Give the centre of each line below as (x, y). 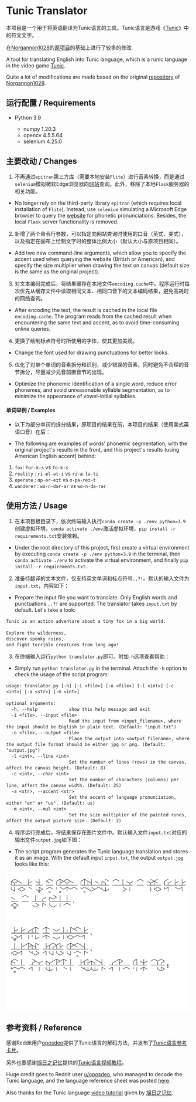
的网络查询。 (30, 298)
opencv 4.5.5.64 (43, 135)
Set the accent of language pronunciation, (123, 797)
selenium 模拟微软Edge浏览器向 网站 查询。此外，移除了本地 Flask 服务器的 (102, 184)
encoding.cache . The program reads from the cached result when (93, 316)
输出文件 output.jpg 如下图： (48, 839)
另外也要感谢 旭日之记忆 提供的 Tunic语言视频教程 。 (66, 1063)
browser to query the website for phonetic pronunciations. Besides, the (100, 215)
